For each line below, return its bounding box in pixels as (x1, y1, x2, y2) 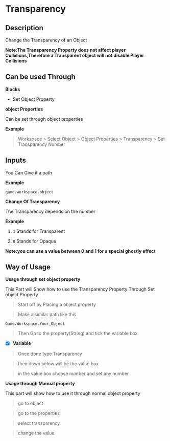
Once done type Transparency (17, 350, 83, 357)
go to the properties (17, 410, 60, 416)
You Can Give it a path (5, 169, 53, 175)
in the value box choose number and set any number (17, 370, 129, 377)
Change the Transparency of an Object (5, 37, 87, 43)
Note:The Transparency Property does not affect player (5, 47, 126, 53)
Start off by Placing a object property (17, 301, 96, 307)
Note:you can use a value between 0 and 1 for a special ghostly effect (5, 248, 156, 254)
